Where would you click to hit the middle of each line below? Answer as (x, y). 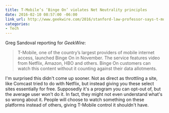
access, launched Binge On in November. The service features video (89, 58)
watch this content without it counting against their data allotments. (87, 69)
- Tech (12, 29)
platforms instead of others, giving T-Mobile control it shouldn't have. (77, 105)
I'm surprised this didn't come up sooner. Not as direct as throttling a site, (81, 78)
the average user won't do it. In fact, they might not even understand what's (84, 94)
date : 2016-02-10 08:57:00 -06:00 (41, 15)
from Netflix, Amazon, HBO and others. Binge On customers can (84, 63)
